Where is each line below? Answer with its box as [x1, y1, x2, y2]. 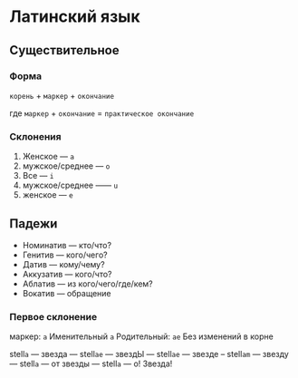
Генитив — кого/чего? [22, 249, 108, 260]
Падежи [9, 216, 58, 231]
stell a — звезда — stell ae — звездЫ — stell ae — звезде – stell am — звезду [9, 349, 290, 360]
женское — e [22, 189, 74, 200]
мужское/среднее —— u [22, 179, 119, 191]
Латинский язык [9, 6, 140, 27]
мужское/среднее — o [22, 160, 111, 171]
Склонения [9, 130, 62, 142]
